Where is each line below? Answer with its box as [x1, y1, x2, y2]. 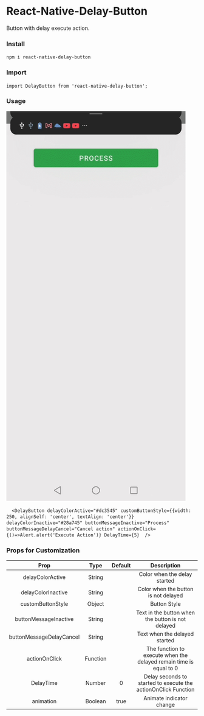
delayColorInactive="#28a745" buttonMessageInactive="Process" [6, 519, 170, 526]
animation [32, 698, 57, 705]
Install [6, 40, 25, 48]
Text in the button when [135, 609, 195, 616]
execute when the [143, 651, 188, 659]
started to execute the [138, 679, 193, 687]
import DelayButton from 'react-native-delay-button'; [6, 83, 148, 89]
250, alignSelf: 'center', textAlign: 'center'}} [6, 513, 135, 520]
